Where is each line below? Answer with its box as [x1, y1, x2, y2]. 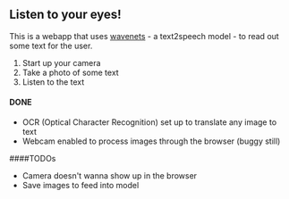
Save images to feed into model [21, 180, 140, 191]
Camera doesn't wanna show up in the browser [21, 170, 198, 181]
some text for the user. [9, 40, 93, 51]
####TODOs [9, 153, 56, 164]
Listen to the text [21, 76, 85, 87]
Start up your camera [21, 57, 101, 68]
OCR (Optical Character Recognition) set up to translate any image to [21, 117, 277, 128]
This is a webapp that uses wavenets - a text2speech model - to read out [9, 30, 279, 41]
